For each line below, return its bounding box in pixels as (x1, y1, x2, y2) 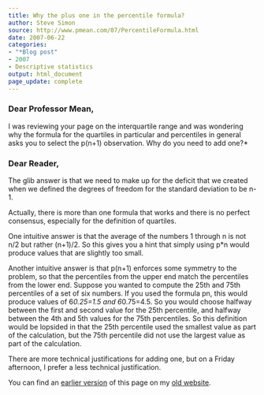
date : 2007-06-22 (8, 33, 65, 42)
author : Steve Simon (8, 19, 76, 27)
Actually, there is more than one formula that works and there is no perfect (8, 208, 251, 218)
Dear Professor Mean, (8, 103, 95, 114)
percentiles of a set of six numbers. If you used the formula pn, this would (8, 289, 248, 298)
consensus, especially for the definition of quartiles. (8, 216, 177, 225)
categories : (8, 41, 47, 49)
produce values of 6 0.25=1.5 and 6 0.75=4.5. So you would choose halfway (8, 297, 252, 307)
